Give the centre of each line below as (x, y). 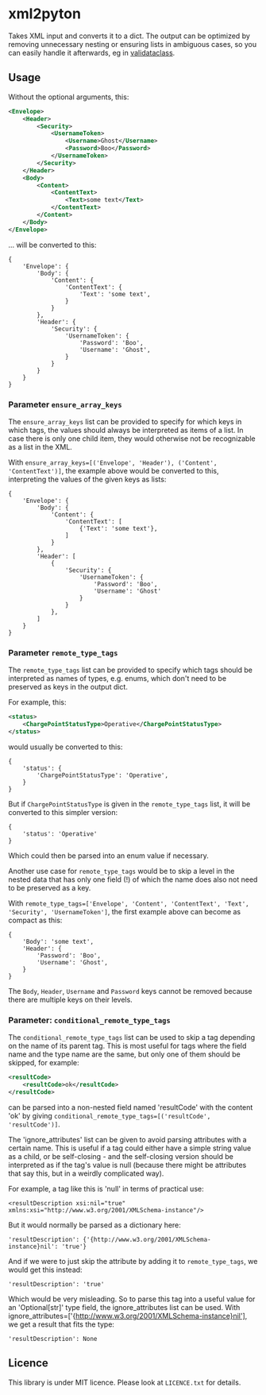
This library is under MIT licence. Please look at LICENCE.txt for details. (125, 1382)
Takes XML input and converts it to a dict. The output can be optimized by (129, 36)
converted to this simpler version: (63, 812)
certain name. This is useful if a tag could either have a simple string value (130, 1148)
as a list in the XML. (40, 446)
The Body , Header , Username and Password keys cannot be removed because (130, 991)
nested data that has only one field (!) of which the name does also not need (133, 879)
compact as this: (35, 920)
